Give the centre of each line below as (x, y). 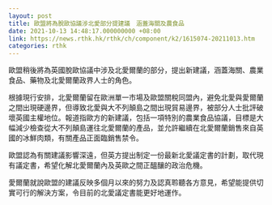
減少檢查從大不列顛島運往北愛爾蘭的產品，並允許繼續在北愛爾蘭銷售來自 (136, 128)
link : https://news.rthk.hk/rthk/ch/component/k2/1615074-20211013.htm (132, 38)
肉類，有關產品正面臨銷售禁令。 (89, 138)
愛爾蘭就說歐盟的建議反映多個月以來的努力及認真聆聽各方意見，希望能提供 (132, 182)
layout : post (30, 16)
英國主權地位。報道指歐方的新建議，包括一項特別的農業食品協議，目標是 (136, 117)
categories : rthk (38, 46)
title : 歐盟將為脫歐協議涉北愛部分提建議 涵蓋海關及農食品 (96, 23)
